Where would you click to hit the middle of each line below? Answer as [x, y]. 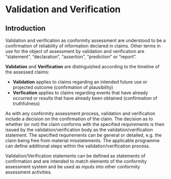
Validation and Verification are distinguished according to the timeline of [82, 67]
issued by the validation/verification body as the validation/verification [79, 130]
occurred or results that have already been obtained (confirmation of [85, 98]
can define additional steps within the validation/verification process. [78, 146]
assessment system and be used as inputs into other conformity [73, 167]
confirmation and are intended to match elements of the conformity [76, 161]
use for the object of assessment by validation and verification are [75, 51]
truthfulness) [26, 104]
